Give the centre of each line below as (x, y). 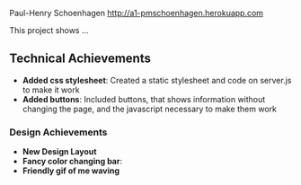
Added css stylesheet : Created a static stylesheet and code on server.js (157, 80)
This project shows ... (49, 30)
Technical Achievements (80, 59)
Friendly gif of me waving (71, 171)
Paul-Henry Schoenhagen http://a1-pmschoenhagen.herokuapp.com (136, 13)
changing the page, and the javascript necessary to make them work (149, 109)
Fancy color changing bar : (72, 162)
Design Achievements (58, 132)
